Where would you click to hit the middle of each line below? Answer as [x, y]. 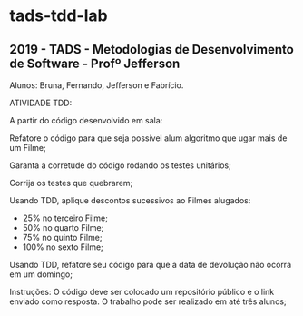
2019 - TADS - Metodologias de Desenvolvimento [152, 49]
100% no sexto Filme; [63, 247]
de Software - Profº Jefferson [95, 63]
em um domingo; [41, 274]
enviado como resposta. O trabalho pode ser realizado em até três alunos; [148, 301]
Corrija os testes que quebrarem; [71, 183]
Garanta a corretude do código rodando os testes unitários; [120, 165]
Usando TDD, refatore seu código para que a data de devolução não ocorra [151, 265]
